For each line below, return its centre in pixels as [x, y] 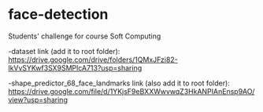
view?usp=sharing [38, 99]
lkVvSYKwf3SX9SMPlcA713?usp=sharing [75, 67]
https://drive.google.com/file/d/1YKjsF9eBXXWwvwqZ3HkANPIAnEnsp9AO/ [131, 91]
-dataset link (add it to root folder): [64, 51]
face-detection [58, 14]
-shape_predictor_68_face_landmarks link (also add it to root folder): [119, 83]
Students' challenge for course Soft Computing [85, 36]
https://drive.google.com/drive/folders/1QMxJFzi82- [93, 60]
